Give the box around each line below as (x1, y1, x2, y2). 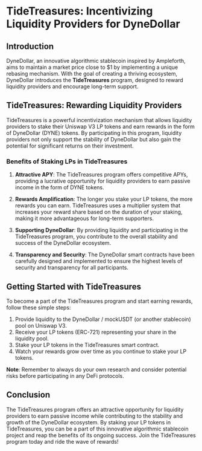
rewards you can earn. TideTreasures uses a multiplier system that (14, 202, 181, 209)
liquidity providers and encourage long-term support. (6, 83, 139, 90)
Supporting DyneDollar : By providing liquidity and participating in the (14, 227, 188, 234)
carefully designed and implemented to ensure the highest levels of (14, 258, 183, 265)
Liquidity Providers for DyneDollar (6, 17, 180, 31)
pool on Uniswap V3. (14, 322, 68, 329)
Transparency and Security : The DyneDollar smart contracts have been (14, 251, 195, 258)
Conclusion (6, 390, 51, 400)
